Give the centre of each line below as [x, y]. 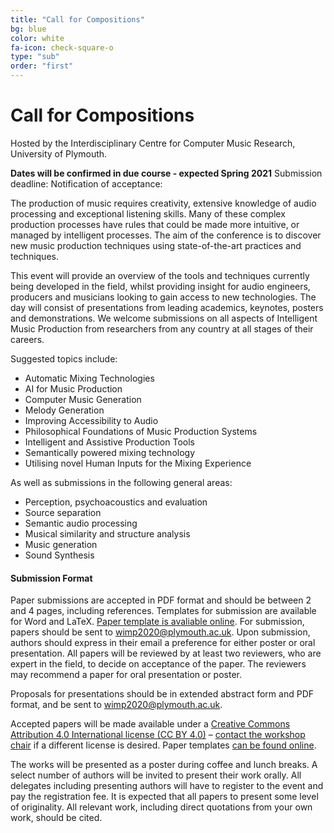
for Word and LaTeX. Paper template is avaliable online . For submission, [157, 622]
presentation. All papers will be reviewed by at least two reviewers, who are [166, 653]
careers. [27, 339]
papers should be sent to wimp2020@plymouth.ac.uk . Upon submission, [160, 632]
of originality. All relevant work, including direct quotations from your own [161, 807]
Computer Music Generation [83, 399]
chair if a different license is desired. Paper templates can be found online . [163, 745]
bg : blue [28, 29]
